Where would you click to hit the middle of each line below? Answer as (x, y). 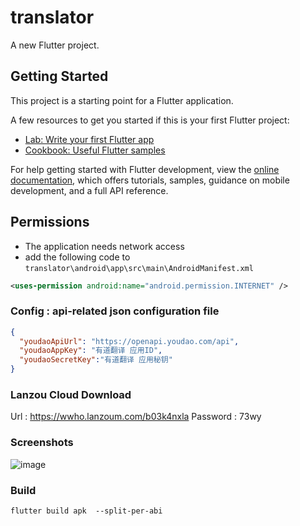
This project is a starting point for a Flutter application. (122, 100)
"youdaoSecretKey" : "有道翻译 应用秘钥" (96, 360)
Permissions (50, 222)
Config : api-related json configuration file (115, 311)
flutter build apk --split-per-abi (86, 511)
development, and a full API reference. (89, 190)
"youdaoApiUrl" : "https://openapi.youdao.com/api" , (129, 341)
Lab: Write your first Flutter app (89, 139)
